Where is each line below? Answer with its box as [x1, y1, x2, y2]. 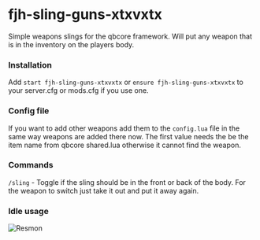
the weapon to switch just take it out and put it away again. [8, 186, 199, 195]
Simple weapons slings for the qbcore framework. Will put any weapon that [8, 31, 253, 41]
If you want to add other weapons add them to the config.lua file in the [8, 124, 240, 133]
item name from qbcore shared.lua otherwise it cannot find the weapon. [8, 140, 242, 150]
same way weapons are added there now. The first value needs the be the [8, 131, 249, 141]
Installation [8, 59, 53, 70]
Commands [8, 160, 54, 171]
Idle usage [8, 205, 49, 216]
